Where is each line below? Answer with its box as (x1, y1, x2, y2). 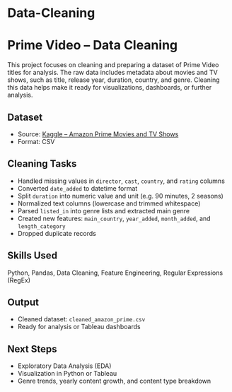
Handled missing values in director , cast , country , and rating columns (17, 177, 225, 185)
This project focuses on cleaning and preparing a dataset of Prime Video (7, 61, 219, 69)
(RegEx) (7, 275, 30, 284)
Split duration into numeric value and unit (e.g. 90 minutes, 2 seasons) (17, 191, 224, 200)
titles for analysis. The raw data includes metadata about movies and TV (7, 69, 218, 77)
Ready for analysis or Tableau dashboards (17, 323, 141, 331)
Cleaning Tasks (7, 158, 77, 170)
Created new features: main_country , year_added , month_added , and (17, 214, 211, 222)
